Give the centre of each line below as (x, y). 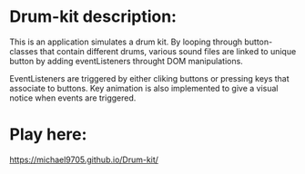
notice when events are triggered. (73, 98)
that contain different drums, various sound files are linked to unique (168, 51)
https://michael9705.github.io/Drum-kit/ (84, 159)
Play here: (48, 135)
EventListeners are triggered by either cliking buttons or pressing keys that (149, 78)
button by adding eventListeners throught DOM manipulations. (126, 61)
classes (24, 51)
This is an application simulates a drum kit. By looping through (126, 42)
